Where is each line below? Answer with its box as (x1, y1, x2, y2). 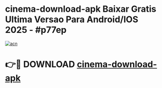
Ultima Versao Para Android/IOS (5, 14, 138, 25)
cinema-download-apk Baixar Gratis (5, 3, 157, 15)
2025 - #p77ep (5, 25, 67, 35)
